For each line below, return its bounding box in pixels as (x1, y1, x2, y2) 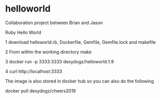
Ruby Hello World (5, 29, 42, 35)
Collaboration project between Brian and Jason (5, 20, 103, 26)
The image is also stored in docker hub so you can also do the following (5, 78, 154, 84)
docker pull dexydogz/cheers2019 (5, 87, 76, 93)
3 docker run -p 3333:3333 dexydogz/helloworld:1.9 (5, 58, 114, 64)
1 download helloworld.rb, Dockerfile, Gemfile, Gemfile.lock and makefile (5, 39, 156, 45)
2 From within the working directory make (5, 49, 92, 55)
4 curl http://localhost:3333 (5, 68, 62, 74)
